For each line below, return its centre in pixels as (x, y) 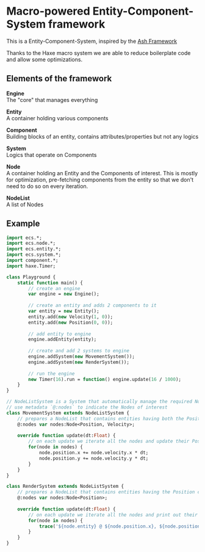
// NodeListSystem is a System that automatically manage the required (99, 402)
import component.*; (33, 261)
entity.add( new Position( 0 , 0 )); (71, 322)
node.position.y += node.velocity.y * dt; (94, 458)
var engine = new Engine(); (64, 294)
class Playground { (31, 277)
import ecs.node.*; (31, 243)
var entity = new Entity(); (64, 311)
